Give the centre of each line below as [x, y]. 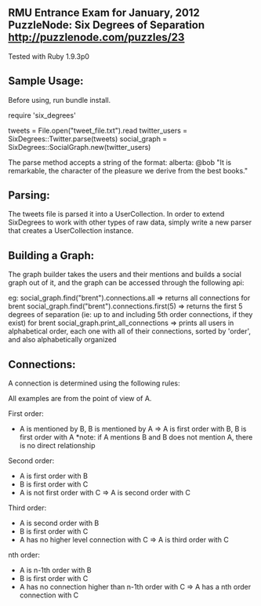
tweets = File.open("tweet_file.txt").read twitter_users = [98, 130]
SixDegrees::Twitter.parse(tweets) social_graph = [88, 139]
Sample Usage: [46, 81]
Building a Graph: [51, 256]
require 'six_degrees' [42, 115]
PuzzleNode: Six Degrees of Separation [107, 26]
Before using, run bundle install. [60, 100]
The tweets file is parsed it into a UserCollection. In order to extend [116, 214]
